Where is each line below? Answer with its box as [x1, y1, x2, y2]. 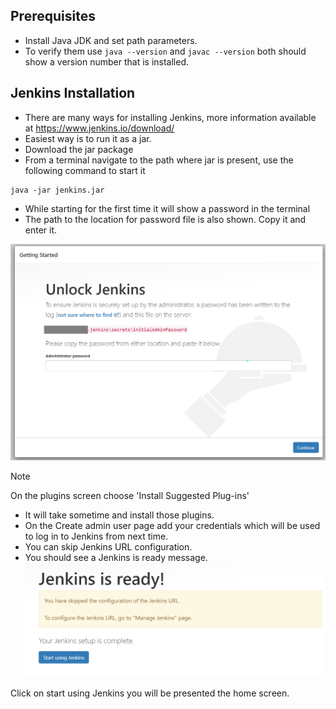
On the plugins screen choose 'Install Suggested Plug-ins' [10, 489, 250, 501]
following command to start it [24, 164, 146, 176]
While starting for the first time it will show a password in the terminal [24, 202, 311, 214]
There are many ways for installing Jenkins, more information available [24, 111, 317, 123]
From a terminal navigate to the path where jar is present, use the [24, 154, 294, 166]
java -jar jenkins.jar [10, 185, 105, 195]
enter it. [24, 224, 58, 236]
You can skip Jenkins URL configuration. [24, 540, 193, 553]
